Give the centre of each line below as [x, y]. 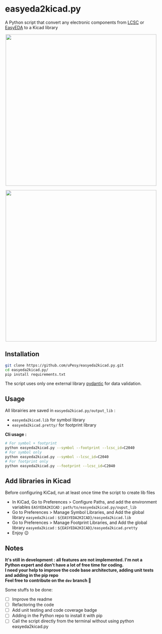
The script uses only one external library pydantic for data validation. [73, 383]
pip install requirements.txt [35, 374]
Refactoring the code [33, 605]
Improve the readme [32, 599]
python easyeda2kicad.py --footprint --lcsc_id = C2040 [60, 466]
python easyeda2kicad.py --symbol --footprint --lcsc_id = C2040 [70, 448]
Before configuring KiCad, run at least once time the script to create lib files [80, 492]
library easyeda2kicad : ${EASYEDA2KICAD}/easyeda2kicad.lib [71, 518]
